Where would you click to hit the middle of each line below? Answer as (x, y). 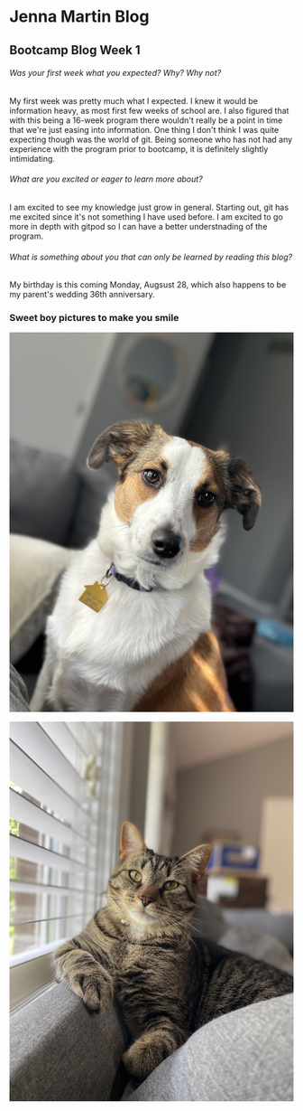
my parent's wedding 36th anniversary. (82, 295)
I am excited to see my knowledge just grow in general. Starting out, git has (149, 207)
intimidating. (32, 158)
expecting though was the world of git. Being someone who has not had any (151, 139)
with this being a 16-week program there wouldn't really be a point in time (146, 120)
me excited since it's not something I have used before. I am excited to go (147, 217)
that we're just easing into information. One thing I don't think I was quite (144, 129)
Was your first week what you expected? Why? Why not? (115, 73)
